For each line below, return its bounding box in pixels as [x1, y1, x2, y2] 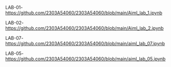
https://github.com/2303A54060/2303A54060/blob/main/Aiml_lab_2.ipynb [5, 25, 164, 31]
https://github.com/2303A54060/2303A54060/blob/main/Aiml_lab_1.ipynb [5, 10, 162, 16]
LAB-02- [5, 20, 24, 26]
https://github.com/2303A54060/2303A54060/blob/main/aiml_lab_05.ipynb [5, 56, 166, 62]
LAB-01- [5, 5, 23, 10]
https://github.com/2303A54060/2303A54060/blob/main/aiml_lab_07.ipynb [5, 40, 165, 47]
